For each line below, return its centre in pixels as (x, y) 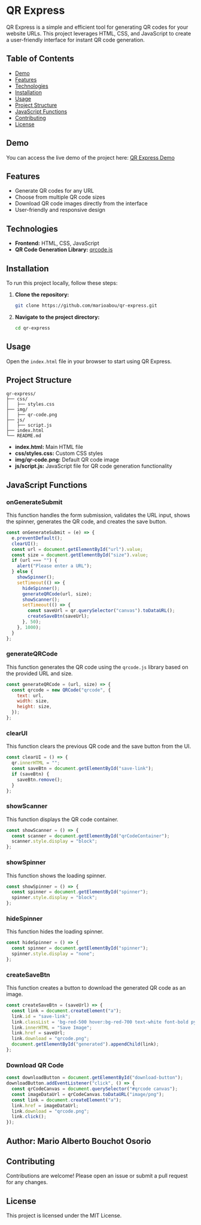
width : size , (33, 701)
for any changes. (27, 1182)
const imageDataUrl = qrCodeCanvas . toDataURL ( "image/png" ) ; (88, 1094)
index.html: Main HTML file (49, 447)
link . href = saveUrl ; (39, 1033)
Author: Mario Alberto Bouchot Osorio (79, 1141)
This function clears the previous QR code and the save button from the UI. (99, 746)
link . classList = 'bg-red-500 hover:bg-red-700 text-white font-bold (100, 1022)
